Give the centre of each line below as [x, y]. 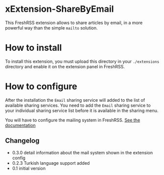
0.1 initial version [29, 168]
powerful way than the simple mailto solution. [52, 28]
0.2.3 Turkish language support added [51, 163]
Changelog [22, 141]
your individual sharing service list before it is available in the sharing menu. [82, 110]
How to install [34, 48]
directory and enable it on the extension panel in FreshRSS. [65, 66]
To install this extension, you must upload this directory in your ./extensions [82, 61]
